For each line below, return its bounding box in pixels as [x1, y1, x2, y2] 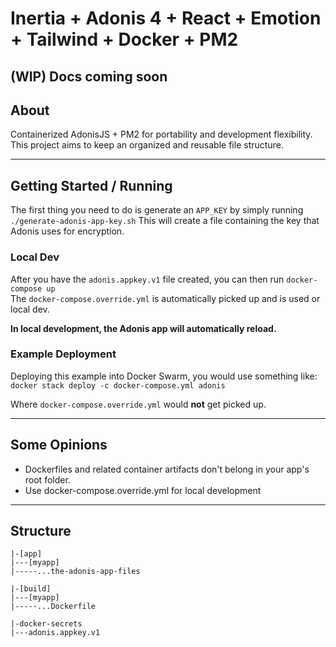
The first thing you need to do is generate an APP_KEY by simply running [10, 204, 304, 216]
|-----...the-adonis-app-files [10, 567, 141, 577]
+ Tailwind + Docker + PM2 [10, 28, 239, 51]
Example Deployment [10, 347, 117, 361]
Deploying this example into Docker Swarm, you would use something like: [10, 370, 318, 382]
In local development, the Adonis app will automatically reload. [10, 322, 277, 334]
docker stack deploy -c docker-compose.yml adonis [10, 380, 226, 391]
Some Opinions [10, 437, 108, 454]
